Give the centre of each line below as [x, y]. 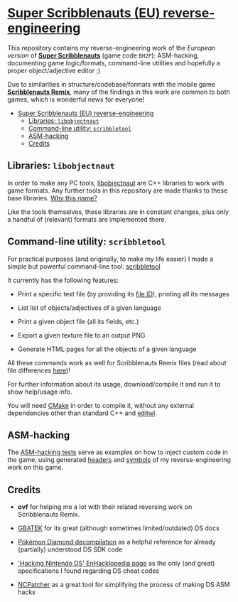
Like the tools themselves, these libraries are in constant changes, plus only [118, 212]
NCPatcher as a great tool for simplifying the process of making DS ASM [124, 585]
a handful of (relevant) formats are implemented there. [87, 219]
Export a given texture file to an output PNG [81, 335]
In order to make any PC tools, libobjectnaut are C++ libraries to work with [116, 183]
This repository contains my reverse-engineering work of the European [112, 48]
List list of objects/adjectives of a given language [89, 308]
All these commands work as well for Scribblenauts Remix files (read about [117, 362]
